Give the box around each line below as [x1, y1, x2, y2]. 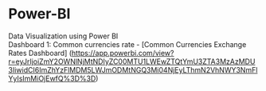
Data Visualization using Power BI [8, 31, 119, 41]
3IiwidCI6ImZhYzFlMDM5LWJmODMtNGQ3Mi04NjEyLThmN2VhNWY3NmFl [8, 65, 258, 74]
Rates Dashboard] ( [8, 48, 72, 57]
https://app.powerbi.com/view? [71, 48, 174, 57]
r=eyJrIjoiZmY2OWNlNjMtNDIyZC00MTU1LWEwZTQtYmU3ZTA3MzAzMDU [8, 57, 256, 66]
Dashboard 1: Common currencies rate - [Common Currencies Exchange [8, 39, 247, 49]
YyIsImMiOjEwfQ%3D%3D [8, 73, 96, 83]
